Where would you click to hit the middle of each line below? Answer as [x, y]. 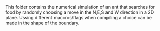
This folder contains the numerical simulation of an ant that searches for [80, 7]
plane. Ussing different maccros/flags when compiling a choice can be [79, 18]
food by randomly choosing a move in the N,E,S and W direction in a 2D [80, 12]
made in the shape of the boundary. [42, 23]
